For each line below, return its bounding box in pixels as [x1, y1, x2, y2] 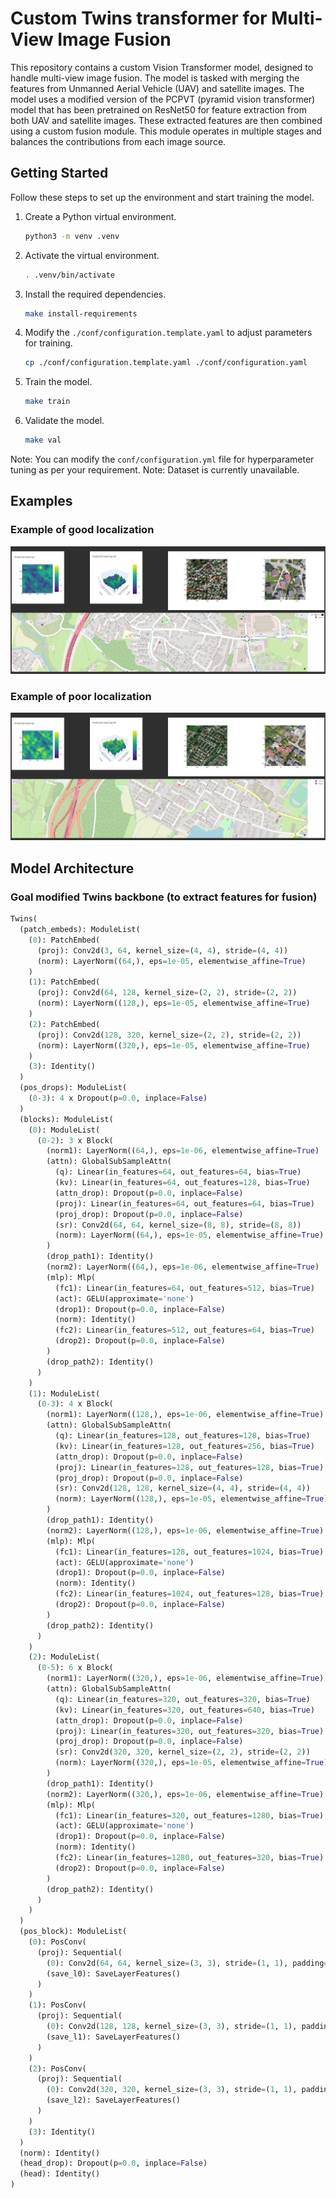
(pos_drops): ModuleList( [19, 1083, 128, 1093]
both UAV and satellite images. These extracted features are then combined [10, 114, 323, 126]
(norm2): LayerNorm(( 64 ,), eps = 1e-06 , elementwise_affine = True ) [46, 1262, 320, 1272]
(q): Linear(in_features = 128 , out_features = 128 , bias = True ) [54, 1431, 311, 1441]
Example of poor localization [10, 689, 152, 703]
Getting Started [10, 165, 109, 182]
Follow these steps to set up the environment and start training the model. [10, 191, 315, 203]
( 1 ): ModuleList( [28, 1388, 101, 1399]
